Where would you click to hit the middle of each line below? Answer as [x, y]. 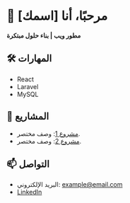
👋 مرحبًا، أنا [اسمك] [57, 16]
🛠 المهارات [29, 58]
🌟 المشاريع [28, 116]
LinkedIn [29, 192]
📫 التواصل [28, 164]
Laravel [28, 86]
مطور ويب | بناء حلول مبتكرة [44, 35]
